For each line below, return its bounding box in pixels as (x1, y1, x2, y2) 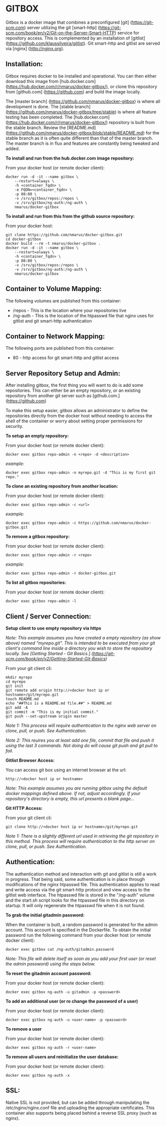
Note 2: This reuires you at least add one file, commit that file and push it (5, 737, 154, 743)
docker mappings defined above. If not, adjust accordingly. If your (5, 791, 141, 796)
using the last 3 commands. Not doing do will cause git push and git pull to (5, 743, 158, 749)
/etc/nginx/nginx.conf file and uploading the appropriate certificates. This (5, 1105, 155, 1111)
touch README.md (5, 697, 39, 702)
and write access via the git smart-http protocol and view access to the (5, 886, 150, 892)
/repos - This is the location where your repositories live (12, 307, 127, 313)
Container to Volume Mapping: (5, 285, 102, 293)
